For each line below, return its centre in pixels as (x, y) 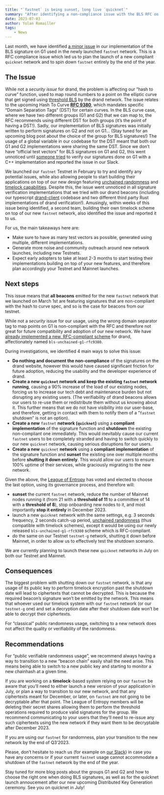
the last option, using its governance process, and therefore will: (70, 484)
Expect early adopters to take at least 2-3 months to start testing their (82, 258)
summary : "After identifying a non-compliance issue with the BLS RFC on (82, 14)
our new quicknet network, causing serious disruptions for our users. (82, 444)
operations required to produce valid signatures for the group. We (71, 712)
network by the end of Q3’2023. (37, 743)
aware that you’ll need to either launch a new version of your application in (80, 686)
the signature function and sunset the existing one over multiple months (85, 454)
